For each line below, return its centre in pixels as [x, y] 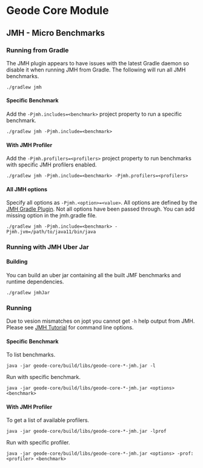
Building [17, 262]
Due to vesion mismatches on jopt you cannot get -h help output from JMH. [101, 321]
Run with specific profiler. [38, 443]
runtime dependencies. [35, 282]
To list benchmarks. [31, 355]
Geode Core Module [58, 11]
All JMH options [27, 189]
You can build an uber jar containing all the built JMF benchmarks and [94, 275]
